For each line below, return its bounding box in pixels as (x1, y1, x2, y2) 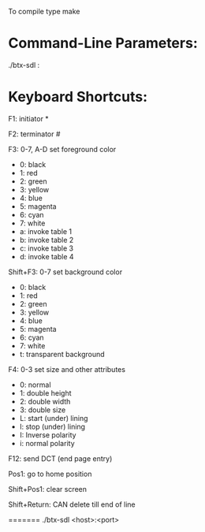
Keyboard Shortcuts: (8, 88, 148, 106)
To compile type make (8, 7, 80, 16)
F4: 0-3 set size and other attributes (8, 364, 126, 374)
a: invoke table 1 (19, 226, 73, 236)
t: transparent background (19, 349, 105, 359)
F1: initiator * (8, 113, 49, 123)
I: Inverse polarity (19, 430, 76, 440)
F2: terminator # (8, 129, 61, 139)
